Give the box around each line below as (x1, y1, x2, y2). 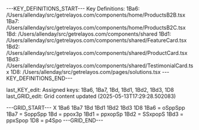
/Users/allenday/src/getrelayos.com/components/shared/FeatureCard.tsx (6, 37, 187, 44)
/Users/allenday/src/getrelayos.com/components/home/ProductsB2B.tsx (6, 11, 186, 18)
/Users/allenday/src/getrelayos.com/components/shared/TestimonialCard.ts (6, 62, 194, 69)
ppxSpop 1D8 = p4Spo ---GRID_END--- (6, 117, 103, 124)
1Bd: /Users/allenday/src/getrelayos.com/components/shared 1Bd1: (6, 30, 172, 38)
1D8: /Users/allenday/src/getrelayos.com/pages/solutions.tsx (10, 69, 161, 75)
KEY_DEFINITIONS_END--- (6, 75, 73, 82)
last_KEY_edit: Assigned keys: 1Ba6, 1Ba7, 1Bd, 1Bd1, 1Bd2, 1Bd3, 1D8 (6, 86, 174, 93)
